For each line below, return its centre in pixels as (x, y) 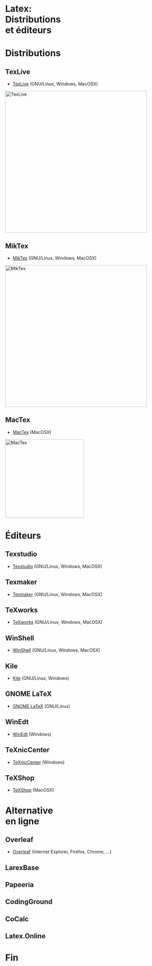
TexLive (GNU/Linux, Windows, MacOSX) (55, 84)
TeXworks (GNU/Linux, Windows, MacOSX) (58, 622)
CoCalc (17, 919)
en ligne (22, 821)
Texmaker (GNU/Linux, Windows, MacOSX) (57, 594)
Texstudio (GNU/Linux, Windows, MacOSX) (57, 566)
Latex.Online (26, 936)
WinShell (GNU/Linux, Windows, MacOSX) (56, 650)
